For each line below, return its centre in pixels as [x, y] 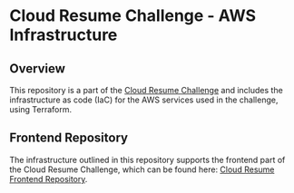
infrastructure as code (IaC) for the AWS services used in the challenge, [144, 100]
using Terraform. [41, 109]
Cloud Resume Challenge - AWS [133, 16]
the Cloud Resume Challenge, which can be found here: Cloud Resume [142, 169]
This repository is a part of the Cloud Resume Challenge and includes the [146, 90]
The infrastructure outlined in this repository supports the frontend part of [147, 159]
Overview [38, 68]
